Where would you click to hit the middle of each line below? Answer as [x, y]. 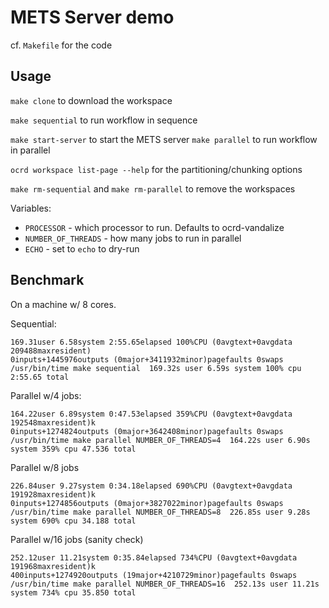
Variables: [31, 208]
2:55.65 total [40, 377]
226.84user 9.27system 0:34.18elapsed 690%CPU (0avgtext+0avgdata [151, 486]
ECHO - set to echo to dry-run [82, 248]
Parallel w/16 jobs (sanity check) [77, 539]
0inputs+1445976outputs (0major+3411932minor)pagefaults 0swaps [147, 359]
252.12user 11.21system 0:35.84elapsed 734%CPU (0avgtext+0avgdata [154, 557]
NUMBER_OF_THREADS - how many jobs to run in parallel [133, 238]
